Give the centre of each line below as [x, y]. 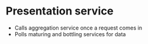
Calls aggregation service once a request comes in [78, 28]
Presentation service [60, 11]
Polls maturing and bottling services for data [70, 34]
